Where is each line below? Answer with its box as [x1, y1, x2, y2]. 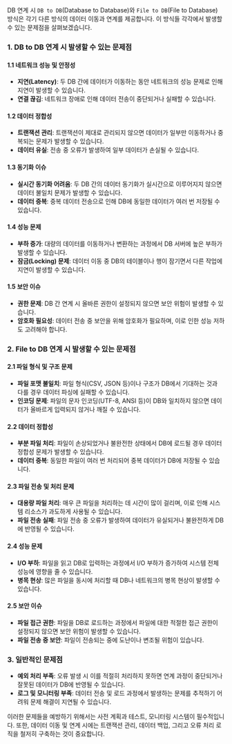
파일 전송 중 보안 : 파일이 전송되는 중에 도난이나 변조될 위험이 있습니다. [17, 635, 204, 644]
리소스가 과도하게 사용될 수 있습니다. [24, 507, 123, 516]
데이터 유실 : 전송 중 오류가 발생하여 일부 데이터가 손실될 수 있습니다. [17, 146, 200, 154]
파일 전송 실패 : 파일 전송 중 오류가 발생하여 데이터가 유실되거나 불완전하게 [17, 516, 214, 525]
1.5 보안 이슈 [7, 282, 41, 291]
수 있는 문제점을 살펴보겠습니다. [7, 24, 93, 31]
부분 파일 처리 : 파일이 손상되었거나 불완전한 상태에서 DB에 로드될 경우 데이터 [17, 439, 222, 448]
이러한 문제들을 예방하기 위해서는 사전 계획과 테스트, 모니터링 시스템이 [7, 712, 195, 721]
